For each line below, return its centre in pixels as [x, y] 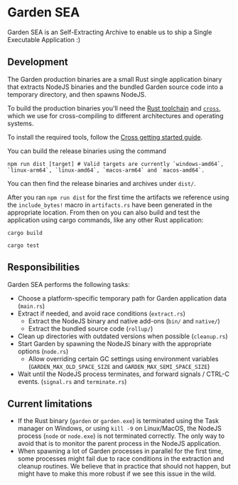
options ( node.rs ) [43, 351]
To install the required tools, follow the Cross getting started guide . [105, 137]
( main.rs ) [31, 306]
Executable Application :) [44, 39]
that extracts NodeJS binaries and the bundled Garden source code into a [115, 87]
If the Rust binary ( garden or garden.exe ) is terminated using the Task [118, 421]
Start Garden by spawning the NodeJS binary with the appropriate [114, 343]
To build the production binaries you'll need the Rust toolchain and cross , [114, 108]
